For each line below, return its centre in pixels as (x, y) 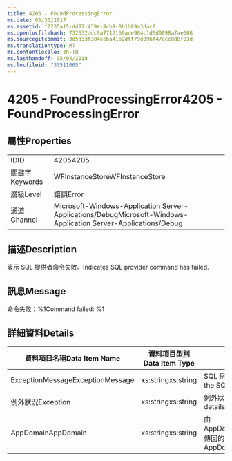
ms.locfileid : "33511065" (44, 65)
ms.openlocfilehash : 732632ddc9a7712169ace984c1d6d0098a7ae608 (100, 33)
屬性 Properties (39, 141)
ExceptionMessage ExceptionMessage (72, 380)
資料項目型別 (169, 355)
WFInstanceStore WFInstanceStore (109, 176)
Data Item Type (169, 364)
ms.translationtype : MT (41, 46)
